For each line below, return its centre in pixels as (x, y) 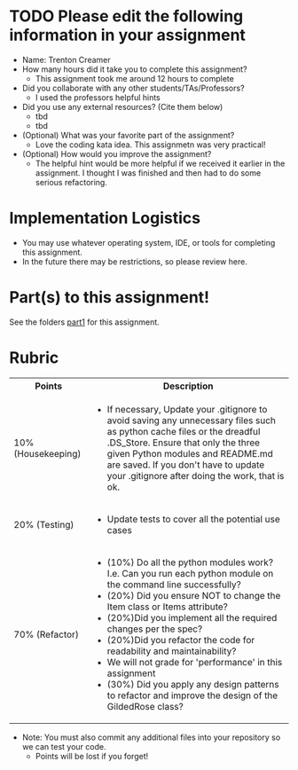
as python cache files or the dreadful (184, 431)
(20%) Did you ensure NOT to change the (194, 595)
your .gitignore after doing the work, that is (196, 475)
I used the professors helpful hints (98, 97)
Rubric (34, 357)
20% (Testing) (44, 524)
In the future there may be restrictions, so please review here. (135, 261)
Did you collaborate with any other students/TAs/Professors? (133, 88)
